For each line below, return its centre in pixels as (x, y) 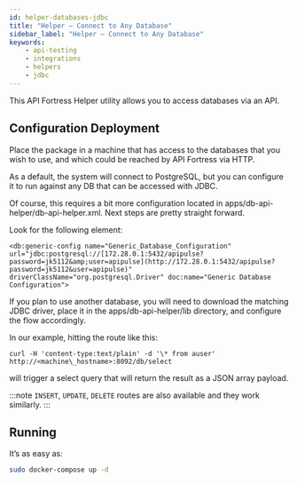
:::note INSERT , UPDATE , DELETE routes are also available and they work (134, 395)
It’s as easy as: (36, 454)
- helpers (43, 67)
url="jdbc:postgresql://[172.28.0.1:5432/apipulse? (106, 254)
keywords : (27, 42)
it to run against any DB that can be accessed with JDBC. (113, 186)
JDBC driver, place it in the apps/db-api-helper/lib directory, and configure (145, 311)
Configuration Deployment (85, 128)
